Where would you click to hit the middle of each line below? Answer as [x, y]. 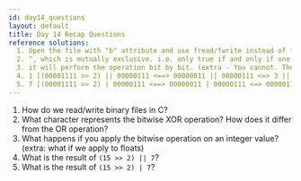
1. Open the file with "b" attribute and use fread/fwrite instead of [151, 51]
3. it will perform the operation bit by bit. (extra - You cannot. [147, 68]
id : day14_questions [47, 17]
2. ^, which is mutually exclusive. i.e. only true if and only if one [154, 59]
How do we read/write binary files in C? [94, 109]
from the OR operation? [65, 129]
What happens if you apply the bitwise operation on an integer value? [150, 138]
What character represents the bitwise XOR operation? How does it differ [156, 119]
